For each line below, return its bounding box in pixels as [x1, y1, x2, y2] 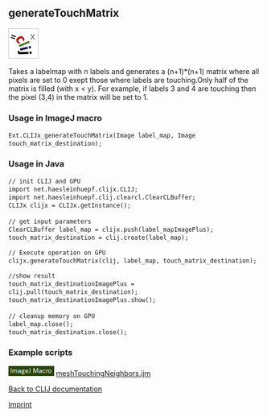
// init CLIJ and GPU [8, 177, 81, 186]
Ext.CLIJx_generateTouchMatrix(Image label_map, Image [8, 132, 196, 140]
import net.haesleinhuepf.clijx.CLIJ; [8, 185, 138, 194]
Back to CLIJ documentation [8, 384, 103, 394]
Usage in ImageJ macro [8, 112, 102, 123]
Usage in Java [8, 159, 65, 170]
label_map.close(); [8, 320, 74, 328]
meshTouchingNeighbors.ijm [55, 368, 151, 378]
